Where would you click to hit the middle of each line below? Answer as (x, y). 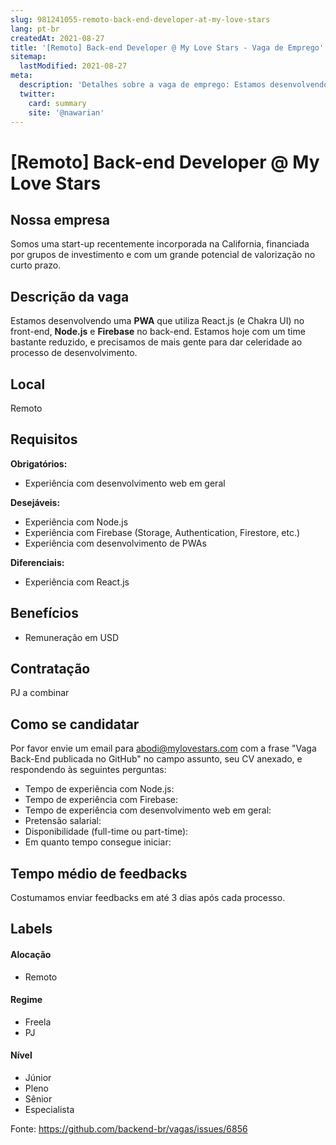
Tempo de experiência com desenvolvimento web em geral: (148, 810)
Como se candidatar (75, 724)
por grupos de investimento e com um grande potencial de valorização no (163, 255)
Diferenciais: (37, 562)
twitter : (37, 94)
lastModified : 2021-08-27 (73, 66)
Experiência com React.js (77, 582)
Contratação (50, 669)
